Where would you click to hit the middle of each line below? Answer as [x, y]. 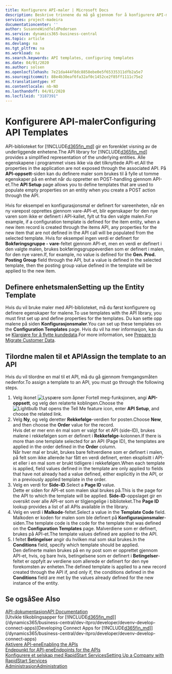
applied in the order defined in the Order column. [64, 447]
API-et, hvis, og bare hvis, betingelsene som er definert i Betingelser [85, 555]
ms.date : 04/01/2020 [27, 63]
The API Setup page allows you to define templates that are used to [82, 185]
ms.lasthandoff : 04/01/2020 [35, 91]
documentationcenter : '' [32, 24]
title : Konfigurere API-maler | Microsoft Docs [57, 10]
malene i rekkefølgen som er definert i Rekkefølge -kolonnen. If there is [87, 436]
